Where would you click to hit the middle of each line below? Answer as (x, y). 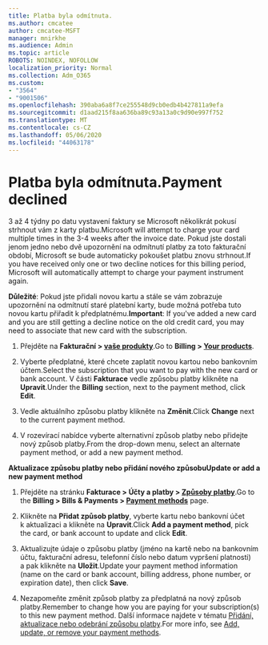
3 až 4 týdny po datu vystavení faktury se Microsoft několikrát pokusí (122, 221)
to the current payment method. (72, 420)
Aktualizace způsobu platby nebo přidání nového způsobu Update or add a (134, 468)
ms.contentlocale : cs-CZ (50, 128)
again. (19, 281)
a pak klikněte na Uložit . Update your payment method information (129, 566)
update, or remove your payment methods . (90, 633)
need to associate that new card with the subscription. (98, 331)
